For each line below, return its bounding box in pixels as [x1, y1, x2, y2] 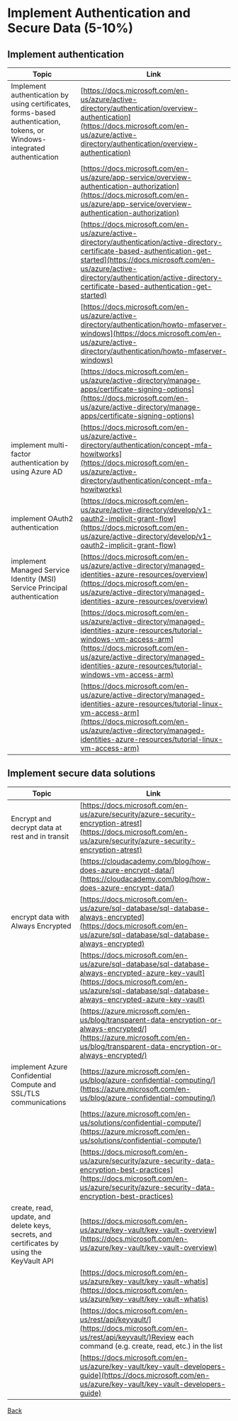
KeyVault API [11, 1256, 54, 1266]
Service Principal [11, 583, 68, 593]
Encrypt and [11, 813, 52, 823]
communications [11, 1097, 67, 1107]
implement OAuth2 [11, 514, 74, 523]
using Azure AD [11, 467, 63, 477]
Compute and [11, 1079, 57, 1089]
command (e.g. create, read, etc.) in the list [79, 1341, 223, 1351]
